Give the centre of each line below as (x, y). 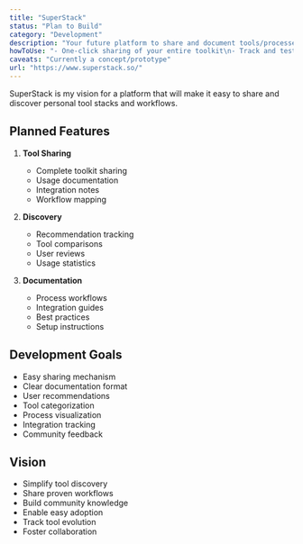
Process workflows (72, 297)
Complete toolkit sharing (82, 170)
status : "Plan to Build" (56, 26)
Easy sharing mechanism (69, 376)
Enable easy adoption (63, 512)
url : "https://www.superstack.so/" (76, 68)
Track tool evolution (59, 522)
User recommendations (66, 395)
